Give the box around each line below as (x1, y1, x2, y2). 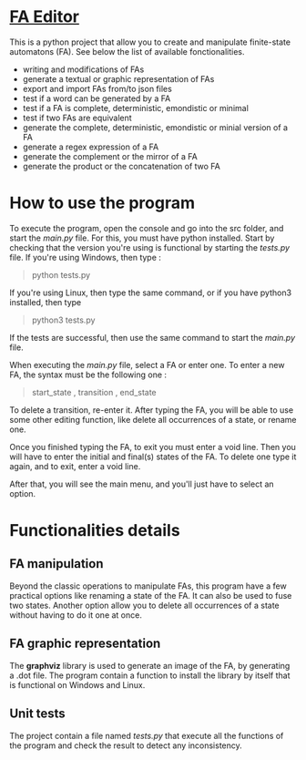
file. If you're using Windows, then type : (9, 252, 162, 262)
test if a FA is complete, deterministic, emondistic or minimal (22, 102, 249, 113)
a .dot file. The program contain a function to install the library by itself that (9, 670, 291, 681)
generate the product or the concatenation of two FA (22, 160, 221, 171)
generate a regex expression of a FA (22, 141, 159, 152)
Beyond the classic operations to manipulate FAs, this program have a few (9, 580, 287, 591)
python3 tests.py (31, 314, 96, 325)
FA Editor (9, 6, 80, 27)
